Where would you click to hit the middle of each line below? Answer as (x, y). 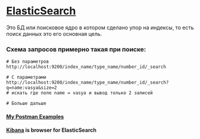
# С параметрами (26, 78)
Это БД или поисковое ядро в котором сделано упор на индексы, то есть (100, 27)
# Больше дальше (26, 104)
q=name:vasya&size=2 (32, 88)
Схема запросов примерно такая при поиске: (76, 49)
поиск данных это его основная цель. (54, 33)
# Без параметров (28, 62)
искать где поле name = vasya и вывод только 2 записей (82, 93)
